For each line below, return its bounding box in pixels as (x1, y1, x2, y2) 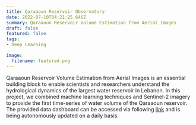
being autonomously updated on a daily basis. (6, 112, 119, 119)
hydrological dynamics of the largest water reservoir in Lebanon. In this (6, 86, 181, 94)
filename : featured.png (11, 57, 70, 64)
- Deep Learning (6, 42, 46, 48)
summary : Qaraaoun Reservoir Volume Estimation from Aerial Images (6, 20, 177, 25)
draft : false (6, 25, 39, 31)
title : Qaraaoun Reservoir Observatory (6, 8, 105, 15)
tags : (6, 36, 20, 42)
